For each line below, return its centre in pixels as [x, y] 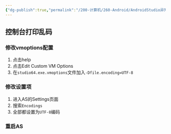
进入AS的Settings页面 [35, 99]
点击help [22, 60]
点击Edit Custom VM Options [43, 66]
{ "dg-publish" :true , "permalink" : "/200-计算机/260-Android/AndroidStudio [83, 10]
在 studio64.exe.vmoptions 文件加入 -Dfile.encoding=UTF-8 [73, 72]
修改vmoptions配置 [29, 47]
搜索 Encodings [27, 105]
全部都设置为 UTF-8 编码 [36, 112]
